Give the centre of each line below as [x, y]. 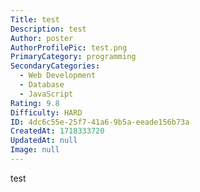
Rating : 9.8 [35, 103]
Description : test [48, 29]
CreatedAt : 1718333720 [57, 131]
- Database [42, 85]
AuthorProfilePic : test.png [69, 47]
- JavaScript [46, 94]
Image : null [35, 150]
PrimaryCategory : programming [73, 57]
